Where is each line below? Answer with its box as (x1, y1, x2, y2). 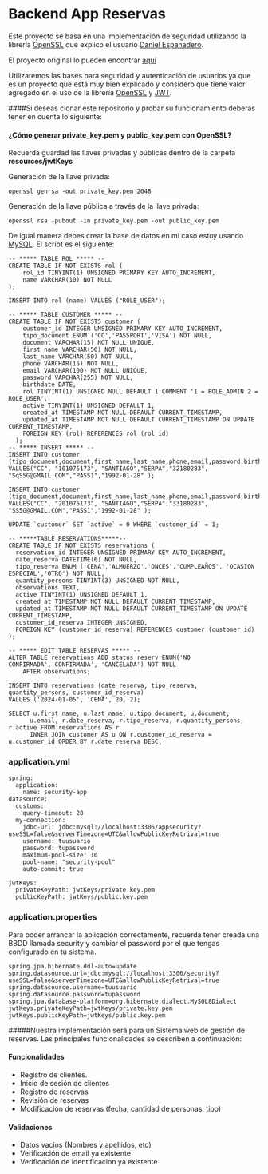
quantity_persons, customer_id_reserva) (8, 689, 145, 697)
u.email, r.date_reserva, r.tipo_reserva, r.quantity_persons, (29, 717, 245, 725)
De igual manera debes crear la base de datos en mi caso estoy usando (8, 231, 244, 241)
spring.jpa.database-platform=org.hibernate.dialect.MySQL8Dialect (8, 997, 238, 1005)
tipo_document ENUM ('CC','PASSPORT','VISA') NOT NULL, (22, 332, 213, 340)
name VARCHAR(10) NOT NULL (22, 276, 112, 284)
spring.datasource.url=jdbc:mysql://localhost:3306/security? (8, 969, 219, 977)
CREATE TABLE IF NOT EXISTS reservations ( (8, 541, 156, 550)
